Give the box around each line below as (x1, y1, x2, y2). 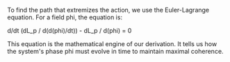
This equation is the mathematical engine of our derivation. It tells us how (7, 40, 217, 48)
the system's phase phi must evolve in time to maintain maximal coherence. (7, 48, 224, 55)
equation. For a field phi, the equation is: (7, 13, 123, 21)
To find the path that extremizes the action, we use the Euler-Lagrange (7, 6, 210, 14)
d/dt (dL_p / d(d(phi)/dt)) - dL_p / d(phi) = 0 (7, 27, 132, 34)
